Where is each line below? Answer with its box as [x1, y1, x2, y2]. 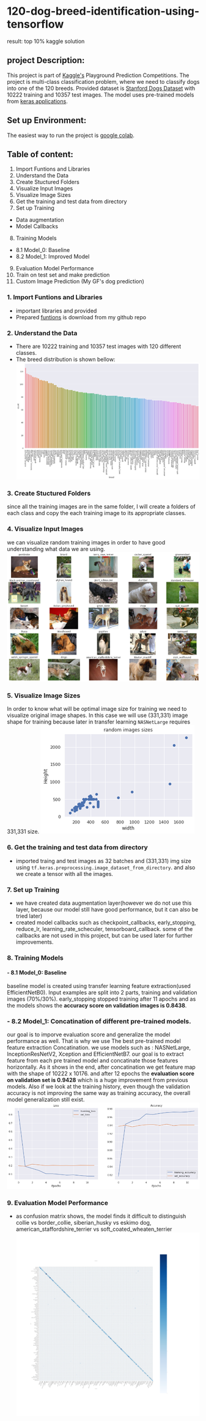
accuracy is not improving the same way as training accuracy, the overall [7, 1089, 191, 1097]
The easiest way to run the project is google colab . [7, 132, 135, 139]
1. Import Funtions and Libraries [7, 293, 103, 302]
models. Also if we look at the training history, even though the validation [7, 1083, 190, 1090]
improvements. [15, 938, 54, 946]
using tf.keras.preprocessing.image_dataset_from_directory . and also [15, 864, 196, 871]
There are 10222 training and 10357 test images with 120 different [15, 343, 182, 350]
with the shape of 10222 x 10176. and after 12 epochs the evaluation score [7, 1070, 194, 1077]
